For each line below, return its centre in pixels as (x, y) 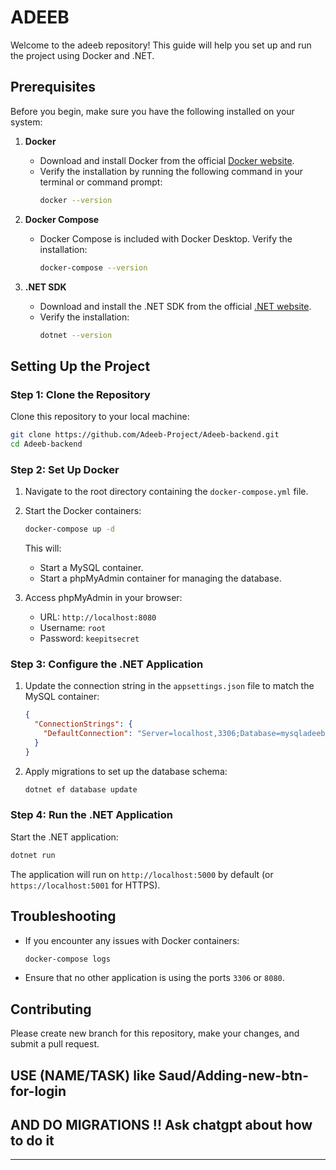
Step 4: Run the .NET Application (91, 815)
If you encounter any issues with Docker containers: (132, 940)
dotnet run (33, 855)
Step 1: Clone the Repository (80, 394)
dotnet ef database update (81, 789)
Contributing (51, 1009)
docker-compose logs (67, 959)
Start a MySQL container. (91, 567)
